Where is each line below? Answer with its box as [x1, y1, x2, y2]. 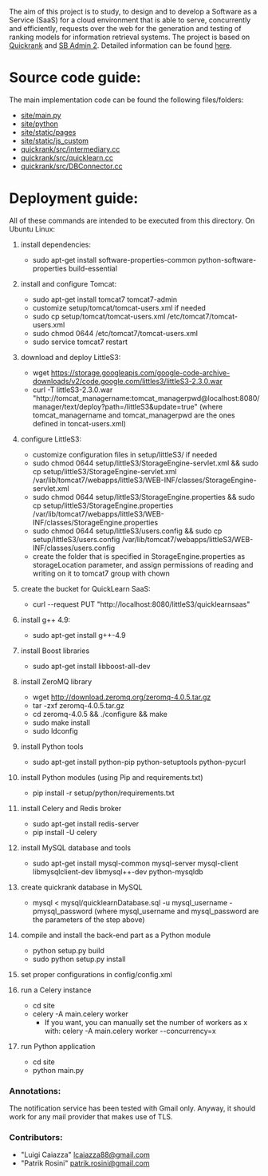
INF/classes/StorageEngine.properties [32, 517, 159, 527]
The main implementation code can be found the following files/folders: [9, 95, 244, 105]
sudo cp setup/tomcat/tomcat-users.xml [32, 311, 166, 321]
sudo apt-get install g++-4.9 [32, 630, 126, 639]
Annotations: [9, 1085, 61, 1096]
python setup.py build [32, 945, 104, 955]
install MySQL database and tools [20, 842, 131, 853]
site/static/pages [20, 127, 77, 137]
